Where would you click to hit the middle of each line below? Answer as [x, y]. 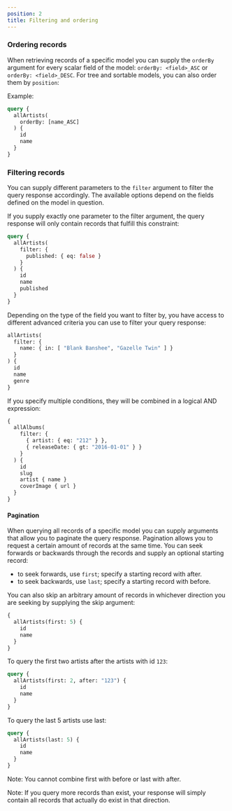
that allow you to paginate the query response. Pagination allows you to [110, 538]
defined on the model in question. [56, 203]
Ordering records [37, 45]
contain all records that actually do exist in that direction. [89, 800]
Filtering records [36, 172]
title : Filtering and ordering [53, 20]
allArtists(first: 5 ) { [48, 622]
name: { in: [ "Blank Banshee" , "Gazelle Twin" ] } [96, 348]
